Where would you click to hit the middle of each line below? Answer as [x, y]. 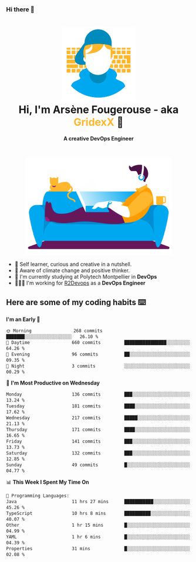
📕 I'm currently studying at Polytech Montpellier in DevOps [86, 277]
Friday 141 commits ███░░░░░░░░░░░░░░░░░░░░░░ [98, 441]
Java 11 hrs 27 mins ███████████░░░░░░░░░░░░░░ [98, 502]
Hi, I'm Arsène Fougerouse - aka [99, 110]
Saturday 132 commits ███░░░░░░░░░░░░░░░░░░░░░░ [98, 453]
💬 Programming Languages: [38, 496]
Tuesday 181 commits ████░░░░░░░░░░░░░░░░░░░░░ [98, 406]
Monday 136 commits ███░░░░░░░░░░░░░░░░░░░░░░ [98, 394]
